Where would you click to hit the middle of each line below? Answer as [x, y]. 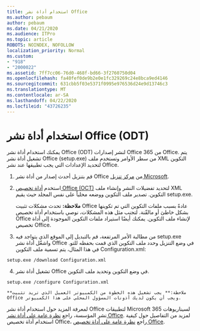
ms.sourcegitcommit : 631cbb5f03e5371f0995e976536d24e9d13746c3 [87, 84]
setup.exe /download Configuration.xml [57, 260]
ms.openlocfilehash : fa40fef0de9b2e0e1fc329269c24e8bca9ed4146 [87, 78]
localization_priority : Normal [46, 51]
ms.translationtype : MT [37, 90]
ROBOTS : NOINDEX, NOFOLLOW [40, 45]
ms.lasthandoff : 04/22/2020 [42, 100]
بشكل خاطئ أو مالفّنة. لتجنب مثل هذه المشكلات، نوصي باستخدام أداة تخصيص [102, 212]
